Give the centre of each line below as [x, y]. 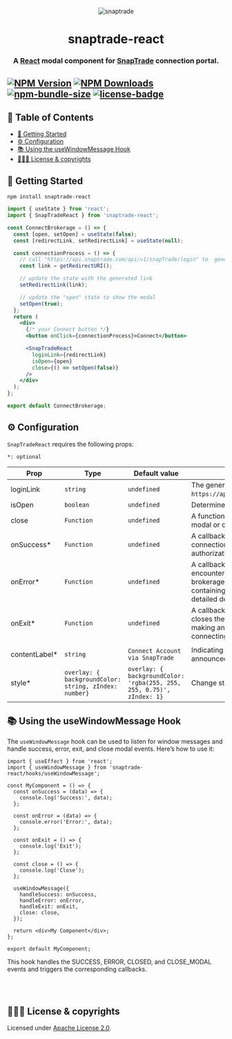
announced [210, 658]
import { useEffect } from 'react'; [60, 761]
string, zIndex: [91, 686]
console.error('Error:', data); [66, 822]
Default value [156, 473]
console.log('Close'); [52, 870]
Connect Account [154, 650]
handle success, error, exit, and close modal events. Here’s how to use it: [111, 749]
